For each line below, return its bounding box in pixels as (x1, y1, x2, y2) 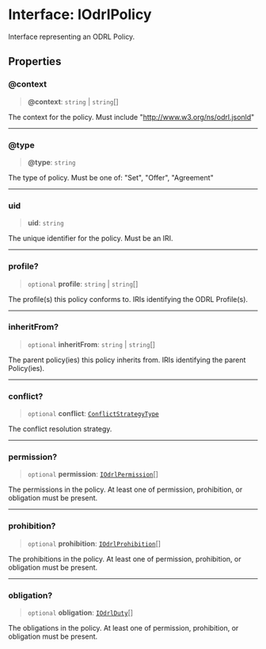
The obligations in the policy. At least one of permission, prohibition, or (8, 624, 239, 632)
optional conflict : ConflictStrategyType (27, 409, 160, 419)
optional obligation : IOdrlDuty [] (27, 608, 133, 617)
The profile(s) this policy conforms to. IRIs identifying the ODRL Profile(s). (8, 294, 248, 303)
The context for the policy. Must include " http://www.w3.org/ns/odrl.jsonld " (8, 112, 255, 122)
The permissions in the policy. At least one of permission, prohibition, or (8, 485, 243, 494)
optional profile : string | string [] (27, 279, 139, 288)
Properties (8, 55, 62, 68)
